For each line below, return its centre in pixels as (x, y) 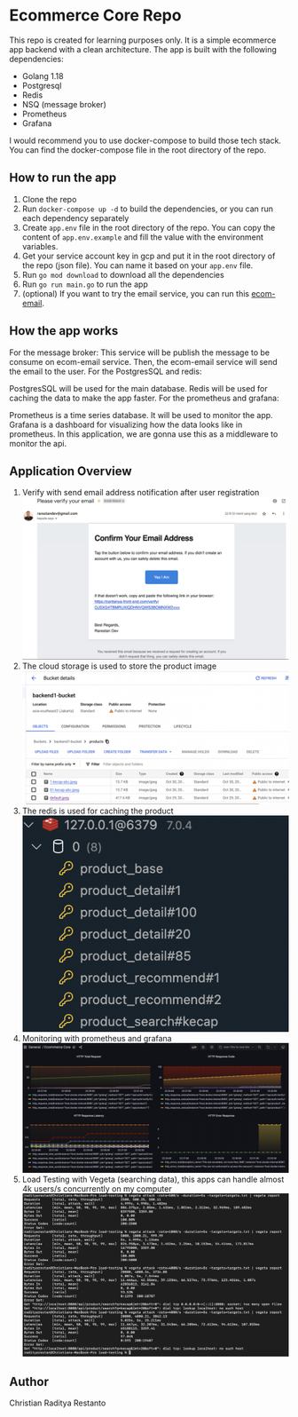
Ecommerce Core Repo (95, 16)
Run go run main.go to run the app (85, 284)
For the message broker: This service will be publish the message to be (140, 352)
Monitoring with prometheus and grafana (97, 1038)
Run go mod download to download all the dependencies (123, 274)
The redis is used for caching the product (98, 811)
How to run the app (63, 178)
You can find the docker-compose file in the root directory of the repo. (138, 150)
